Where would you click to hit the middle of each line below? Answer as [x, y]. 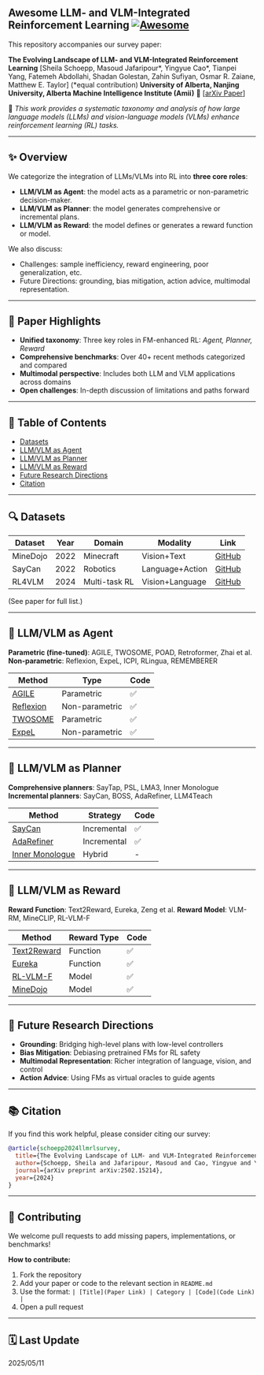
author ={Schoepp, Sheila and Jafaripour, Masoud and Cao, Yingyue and [133, 1163]
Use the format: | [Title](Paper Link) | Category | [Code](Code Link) [137, 1291]
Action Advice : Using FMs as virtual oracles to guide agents [117, 1078]
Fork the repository [51, 1275]
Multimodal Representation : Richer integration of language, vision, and [135, 1061]
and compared [43, 365]
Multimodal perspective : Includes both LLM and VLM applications [127, 374]
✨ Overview [38, 157]
